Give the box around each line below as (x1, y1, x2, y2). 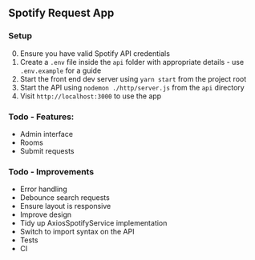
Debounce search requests (19, 193, 110, 202)
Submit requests (19, 146, 75, 155)
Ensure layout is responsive (19, 202, 111, 211)
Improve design (19, 210, 72, 219)
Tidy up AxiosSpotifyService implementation (19, 218, 168, 228)
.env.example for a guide (19, 66, 102, 75)
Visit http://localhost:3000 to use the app (19, 91, 162, 101)
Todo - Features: (8, 111, 75, 122)
